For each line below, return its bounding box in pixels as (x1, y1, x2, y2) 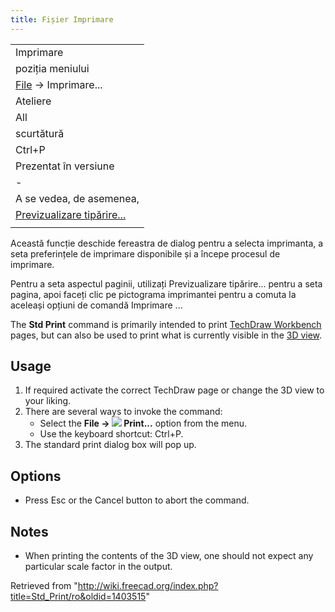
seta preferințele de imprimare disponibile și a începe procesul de (10, 247, 281, 260)
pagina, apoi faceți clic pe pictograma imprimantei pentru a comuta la (10, 288, 297, 300)
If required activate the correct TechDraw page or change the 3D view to (24, 384, 325, 396)
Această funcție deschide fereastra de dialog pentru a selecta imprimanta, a (10, 237, 324, 249)
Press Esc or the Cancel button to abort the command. (24, 494, 250, 506)
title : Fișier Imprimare (10, 14, 114, 25)
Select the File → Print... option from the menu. (39, 417, 247, 430)
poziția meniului (15, 61, 90, 75)
